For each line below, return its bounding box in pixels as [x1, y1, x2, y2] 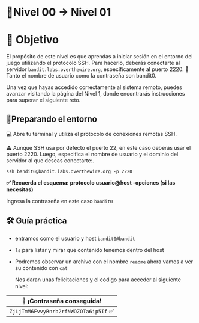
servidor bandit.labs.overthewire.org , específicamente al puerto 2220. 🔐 [6, 66, 189, 73]
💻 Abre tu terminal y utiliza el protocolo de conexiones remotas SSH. [6, 130, 177, 137]
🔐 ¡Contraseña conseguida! [22, 297, 102, 305]
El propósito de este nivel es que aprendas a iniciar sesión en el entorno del [6, 53, 193, 60]
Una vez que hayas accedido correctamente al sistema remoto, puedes [6, 84, 183, 91]
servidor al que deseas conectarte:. [6, 156, 94, 164]
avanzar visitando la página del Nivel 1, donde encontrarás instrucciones [6, 90, 185, 97]
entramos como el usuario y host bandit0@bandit [14, 235, 135, 242]
